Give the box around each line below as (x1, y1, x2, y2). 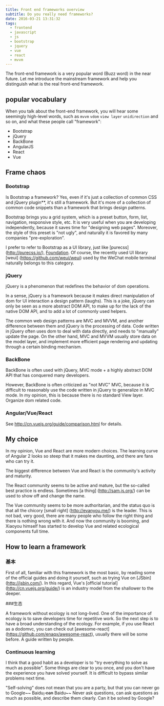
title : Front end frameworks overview (5, 7, 84, 12)
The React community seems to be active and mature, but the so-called (5, 483, 150, 489)
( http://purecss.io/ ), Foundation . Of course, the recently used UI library (5, 249, 148, 255)
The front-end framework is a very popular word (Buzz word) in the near (5, 71, 151, 76)
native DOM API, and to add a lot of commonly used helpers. (5, 308, 127, 314)
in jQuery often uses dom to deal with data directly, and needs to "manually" (5, 329, 159, 334)
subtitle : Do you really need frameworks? (5, 12, 93, 17)
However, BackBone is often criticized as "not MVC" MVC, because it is (5, 382, 149, 388)
